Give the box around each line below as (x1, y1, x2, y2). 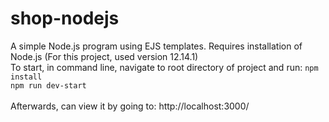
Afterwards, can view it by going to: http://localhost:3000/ (10, 100, 250, 112)
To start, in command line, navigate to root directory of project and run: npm (10, 61, 319, 73)
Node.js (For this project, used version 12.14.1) (10, 50, 199, 62)
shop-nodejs (10, 7, 120, 30)
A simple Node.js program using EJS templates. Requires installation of (10, 40, 303, 52)
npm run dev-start (10, 80, 87, 91)
